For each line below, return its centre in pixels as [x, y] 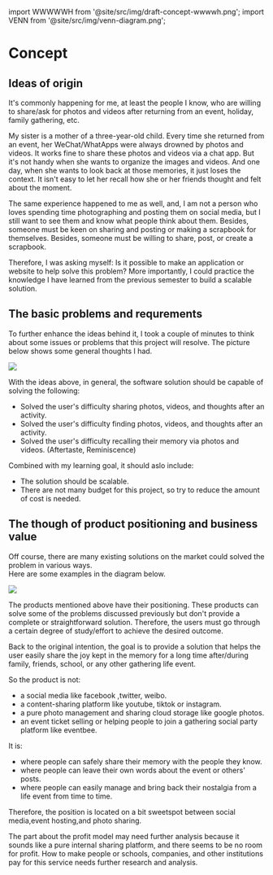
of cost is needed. [50, 498]
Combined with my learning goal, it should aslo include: [101, 465]
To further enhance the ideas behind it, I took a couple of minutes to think [131, 334]
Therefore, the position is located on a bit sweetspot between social [122, 812]
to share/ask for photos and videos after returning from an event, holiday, [131, 112]
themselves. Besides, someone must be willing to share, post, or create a [131, 238]
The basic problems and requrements [106, 314]
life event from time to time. [66, 796]
